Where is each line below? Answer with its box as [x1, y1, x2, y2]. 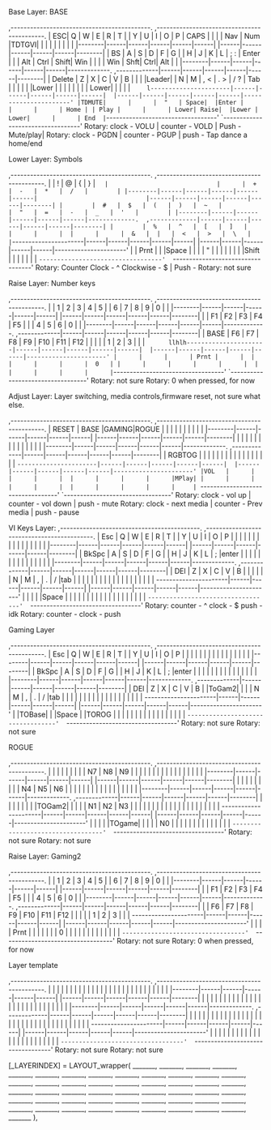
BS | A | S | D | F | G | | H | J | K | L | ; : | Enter [111, 49, 260, 58]
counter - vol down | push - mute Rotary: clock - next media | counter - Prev [8, 499, 263, 508]
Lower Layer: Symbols [8, 154, 83, 164]
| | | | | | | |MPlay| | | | [8, 474, 255, 482]
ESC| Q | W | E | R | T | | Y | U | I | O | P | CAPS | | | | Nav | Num [52, 32, 260, 41]
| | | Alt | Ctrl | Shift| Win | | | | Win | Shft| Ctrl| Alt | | [8, 57, 179, 66]
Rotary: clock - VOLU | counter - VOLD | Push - [83, 122, 242, 131]
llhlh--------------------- [168, 339, 263, 347]
